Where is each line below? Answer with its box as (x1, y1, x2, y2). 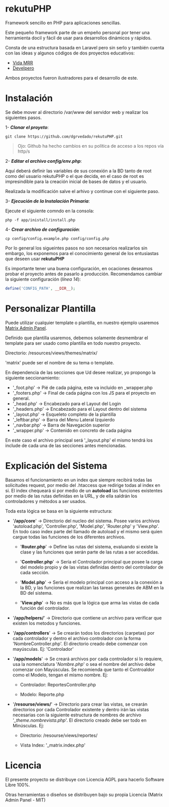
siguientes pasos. (5, 114, 42, 120)
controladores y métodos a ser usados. (5, 498, 87, 504)
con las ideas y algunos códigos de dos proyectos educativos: (5, 50, 135, 56)
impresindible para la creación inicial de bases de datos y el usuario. (5, 178, 147, 184)
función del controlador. (20, 605, 70, 611)
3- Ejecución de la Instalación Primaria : (5, 198, 90, 204)
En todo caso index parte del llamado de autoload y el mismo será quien (12, 528, 163, 534)
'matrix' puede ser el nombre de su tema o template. (5, 359, 115, 365)
